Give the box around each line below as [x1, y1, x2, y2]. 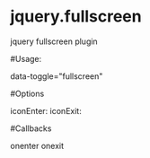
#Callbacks [10, 123, 52, 134]
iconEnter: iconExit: [10, 105, 82, 116]
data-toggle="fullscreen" [10, 70, 103, 82]
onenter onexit [10, 140, 65, 151]
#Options [10, 88, 45, 99]
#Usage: [10, 53, 42, 64]
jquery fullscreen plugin [10, 36, 98, 47]
